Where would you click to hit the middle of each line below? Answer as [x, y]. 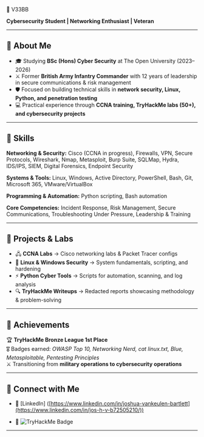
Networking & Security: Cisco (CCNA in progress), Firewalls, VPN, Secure [100, 153]
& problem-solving [38, 300]
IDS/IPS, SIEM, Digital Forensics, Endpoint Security [70, 166]
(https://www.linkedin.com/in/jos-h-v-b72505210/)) [79, 410]
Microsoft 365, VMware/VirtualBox [49, 184]
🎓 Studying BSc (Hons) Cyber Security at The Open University [95, 61]
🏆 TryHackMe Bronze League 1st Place [57, 340]
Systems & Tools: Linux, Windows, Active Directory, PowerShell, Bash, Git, [100, 178]
